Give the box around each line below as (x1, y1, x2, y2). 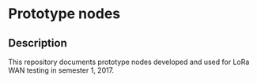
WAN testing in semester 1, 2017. (8, 66, 115, 75)
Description (8, 36, 67, 50)
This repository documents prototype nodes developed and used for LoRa (8, 57, 250, 66)
